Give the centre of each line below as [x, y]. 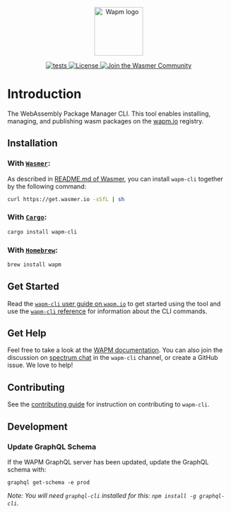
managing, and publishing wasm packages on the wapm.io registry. [106, 121]
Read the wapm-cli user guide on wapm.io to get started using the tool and [114, 303]
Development [38, 427]
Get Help [27, 333]
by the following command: [47, 186]
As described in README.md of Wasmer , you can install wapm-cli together [115, 179]
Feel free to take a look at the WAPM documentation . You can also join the [115, 350]
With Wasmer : [29, 164]
